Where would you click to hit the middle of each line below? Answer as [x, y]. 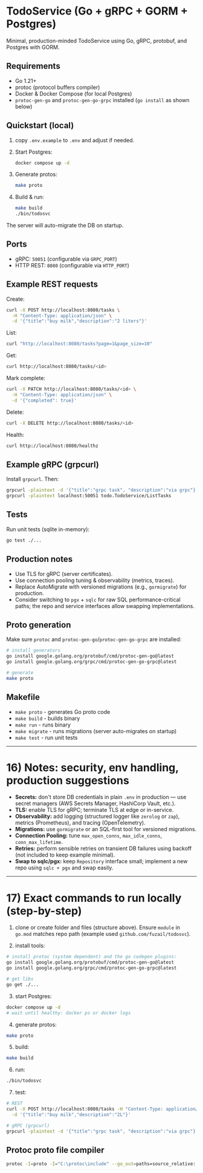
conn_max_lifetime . [39, 842]
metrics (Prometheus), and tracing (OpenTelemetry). [80, 823]
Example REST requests [52, 285]
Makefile [23, 697]
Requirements [33, 66]
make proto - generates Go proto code [63, 711]
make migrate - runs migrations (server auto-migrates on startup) [96, 731]
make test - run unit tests [46, 737]
